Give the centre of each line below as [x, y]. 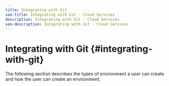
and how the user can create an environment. [53, 79]
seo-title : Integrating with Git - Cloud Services [60, 15]
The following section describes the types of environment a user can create [85, 74]
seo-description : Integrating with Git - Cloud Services [67, 24]
